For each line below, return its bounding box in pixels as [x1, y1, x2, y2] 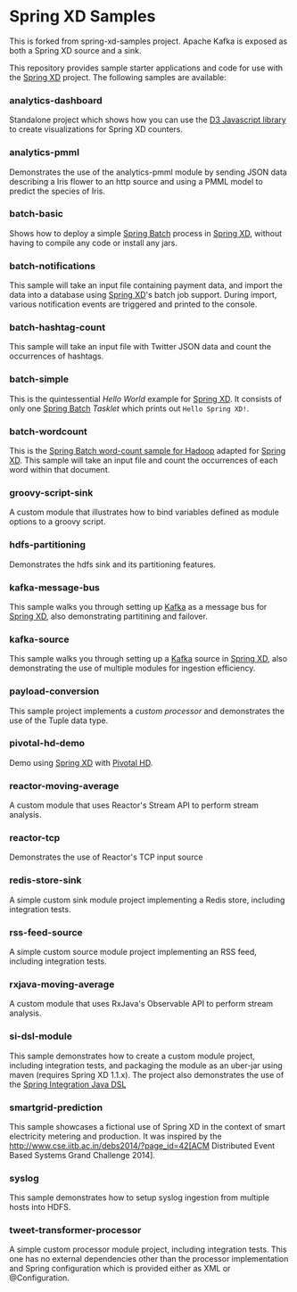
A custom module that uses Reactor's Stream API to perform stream [9, 800, 259, 811]
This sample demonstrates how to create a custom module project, [9, 1050, 256, 1061]
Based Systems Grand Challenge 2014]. [9, 1149, 156, 1160]
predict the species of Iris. [9, 185, 105, 196]
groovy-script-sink [9, 486, 94, 498]
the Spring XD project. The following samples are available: [9, 71, 227, 82]
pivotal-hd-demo [9, 737, 86, 750]
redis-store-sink [9, 874, 82, 886]
